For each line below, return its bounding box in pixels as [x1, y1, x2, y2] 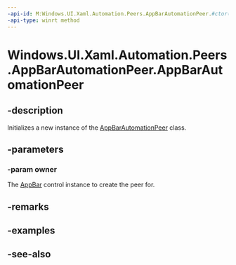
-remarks [7, 201, 49, 212]
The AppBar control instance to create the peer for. [7, 180, 155, 189]
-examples [7, 224, 55, 236]
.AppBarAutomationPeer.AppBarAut [7, 62, 223, 78]
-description [7, 104, 63, 116]
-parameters [7, 143, 64, 155]
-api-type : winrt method [7, 17, 80, 24]
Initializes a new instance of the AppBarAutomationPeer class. [7, 123, 187, 132]
